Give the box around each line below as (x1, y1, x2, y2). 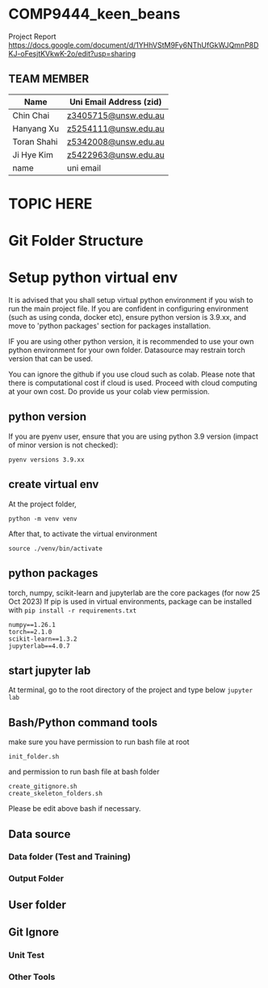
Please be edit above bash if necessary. (8, 804, 141, 814)
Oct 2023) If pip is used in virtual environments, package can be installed (8, 596, 253, 606)
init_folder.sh (8, 753, 60, 761)
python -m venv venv (8, 515, 78, 523)
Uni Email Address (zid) (69, 96, 162, 107)
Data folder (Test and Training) (8, 851, 132, 863)
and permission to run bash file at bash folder (8, 767, 160, 776)
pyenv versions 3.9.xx (8, 456, 85, 464)
